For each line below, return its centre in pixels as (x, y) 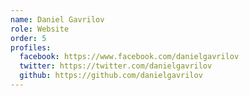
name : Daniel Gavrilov (57, 19)
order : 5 (28, 38)
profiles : (31, 47)
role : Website (40, 29)
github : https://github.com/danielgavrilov (111, 76)
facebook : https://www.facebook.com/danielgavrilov (129, 57)
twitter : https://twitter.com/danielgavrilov (116, 66)
